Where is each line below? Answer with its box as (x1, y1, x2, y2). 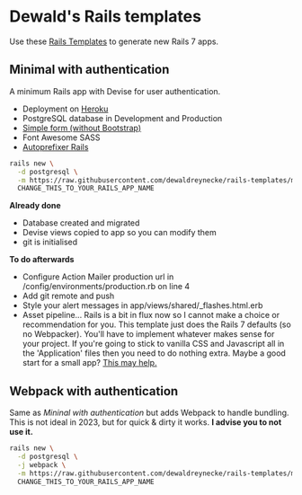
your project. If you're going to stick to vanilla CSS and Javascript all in (22, 339, 285, 349)
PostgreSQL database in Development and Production (22, 112, 223, 123)
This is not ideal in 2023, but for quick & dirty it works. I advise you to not (9, 417, 282, 428)
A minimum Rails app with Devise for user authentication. (9, 85, 221, 96)
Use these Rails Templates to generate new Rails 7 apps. (9, 36, 218, 47)
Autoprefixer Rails (22, 141, 89, 152)
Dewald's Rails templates (9, 6, 202, 27)
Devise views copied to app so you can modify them (22, 227, 218, 238)
